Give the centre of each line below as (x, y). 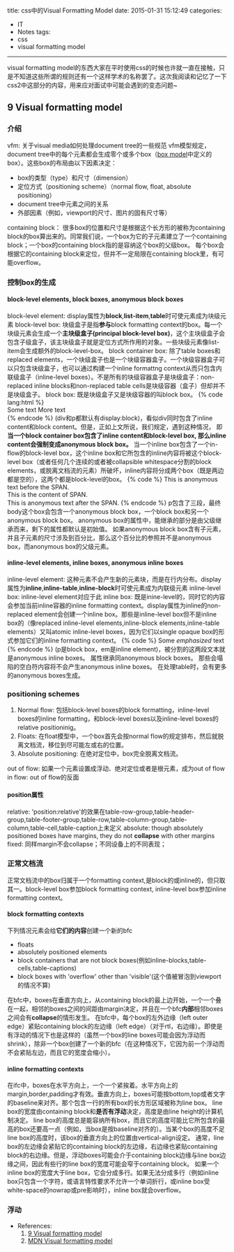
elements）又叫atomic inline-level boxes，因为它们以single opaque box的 (113, 632)
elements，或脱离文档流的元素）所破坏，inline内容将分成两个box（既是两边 (116, 470)
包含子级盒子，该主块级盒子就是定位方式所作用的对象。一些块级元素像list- (113, 342)
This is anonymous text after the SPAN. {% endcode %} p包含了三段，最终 (114, 503)
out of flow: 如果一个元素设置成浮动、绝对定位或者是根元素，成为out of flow (116, 769)
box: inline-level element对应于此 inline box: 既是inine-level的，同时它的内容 (116, 597)
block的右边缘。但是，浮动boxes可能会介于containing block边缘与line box (114, 1156)
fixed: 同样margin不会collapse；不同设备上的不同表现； (87, 844)
